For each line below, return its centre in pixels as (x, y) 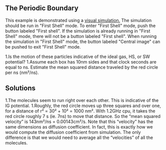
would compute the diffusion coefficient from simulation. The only (73, 132)
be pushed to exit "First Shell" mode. (43, 46)
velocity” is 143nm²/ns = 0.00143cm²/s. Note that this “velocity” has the (79, 121)
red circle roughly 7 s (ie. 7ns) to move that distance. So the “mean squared (83, 116)
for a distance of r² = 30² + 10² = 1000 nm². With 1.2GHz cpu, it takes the (80, 111)
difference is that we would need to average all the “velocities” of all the (79, 137)
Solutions (20, 88)
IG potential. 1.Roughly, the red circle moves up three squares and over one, (83, 105)
